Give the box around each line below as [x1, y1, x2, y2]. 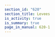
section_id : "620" [4, 7, 41, 12]
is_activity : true [4, 16, 41, 21]
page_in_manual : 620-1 [4, 25, 50, 30]
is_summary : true [4, 20, 40, 25]
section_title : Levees [4, 12, 50, 16]
